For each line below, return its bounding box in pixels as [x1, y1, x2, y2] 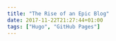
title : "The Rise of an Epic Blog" [7, 10, 110, 17]
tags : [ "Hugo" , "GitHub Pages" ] [7, 23, 100, 30]
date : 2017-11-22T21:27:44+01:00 [7, 17, 104, 24]
